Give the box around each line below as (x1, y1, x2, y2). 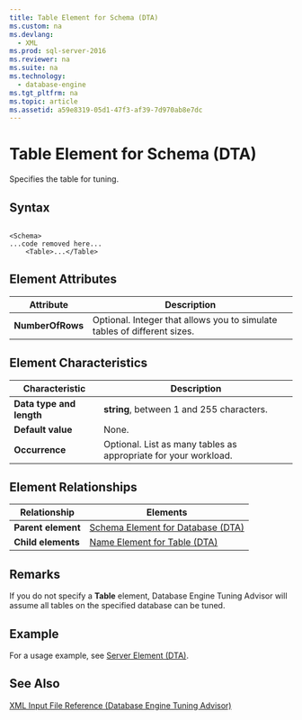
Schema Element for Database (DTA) (89, 521, 244, 534)
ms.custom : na (9, 22, 63, 31)
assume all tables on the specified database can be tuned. (9, 600, 226, 611)
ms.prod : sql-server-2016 (9, 47, 106, 56)
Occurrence (13, 443, 67, 455)
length (13, 409, 42, 421)
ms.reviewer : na (9, 55, 70, 64)
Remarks (9, 566, 61, 581)
